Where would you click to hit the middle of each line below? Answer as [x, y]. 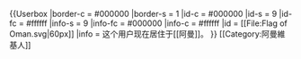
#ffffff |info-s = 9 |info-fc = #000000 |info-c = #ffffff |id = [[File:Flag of [156, 23]
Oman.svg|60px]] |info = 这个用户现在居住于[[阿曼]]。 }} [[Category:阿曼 [144, 34]
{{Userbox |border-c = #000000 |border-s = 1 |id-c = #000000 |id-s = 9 [143, 14]
